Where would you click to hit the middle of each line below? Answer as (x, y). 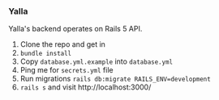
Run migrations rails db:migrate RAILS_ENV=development (115, 79)
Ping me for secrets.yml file (67, 70)
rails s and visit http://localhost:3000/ (86, 87)
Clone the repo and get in (62, 44)
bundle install (46, 54)
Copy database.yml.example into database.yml (96, 61)
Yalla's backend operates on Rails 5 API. (75, 29)
